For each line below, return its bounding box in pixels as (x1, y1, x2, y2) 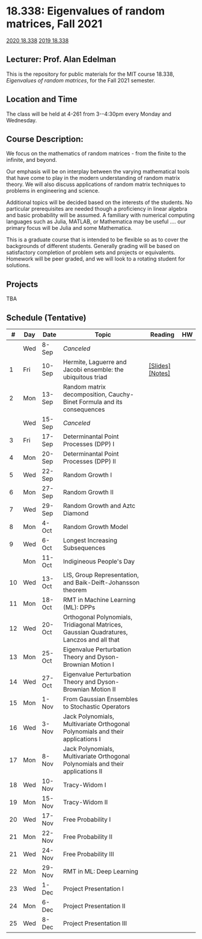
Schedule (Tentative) (6, 312, 87, 323)
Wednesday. (6, 116, 37, 124)
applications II (63, 767, 103, 775)
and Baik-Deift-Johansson (63, 578, 140, 586)
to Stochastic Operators (63, 702, 130, 711)
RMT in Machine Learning (63, 596, 136, 604)
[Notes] (148, 369, 171, 377)
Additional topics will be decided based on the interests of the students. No (6, 199, 193, 206)
